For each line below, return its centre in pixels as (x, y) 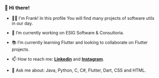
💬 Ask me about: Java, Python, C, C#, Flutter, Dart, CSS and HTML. (79, 70)
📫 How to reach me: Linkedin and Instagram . (58, 59)
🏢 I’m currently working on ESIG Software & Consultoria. (68, 33)
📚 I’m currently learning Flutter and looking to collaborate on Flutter (79, 43)
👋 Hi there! (17, 8)
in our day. (22, 23)
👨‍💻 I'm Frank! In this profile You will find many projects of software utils (83, 18)
